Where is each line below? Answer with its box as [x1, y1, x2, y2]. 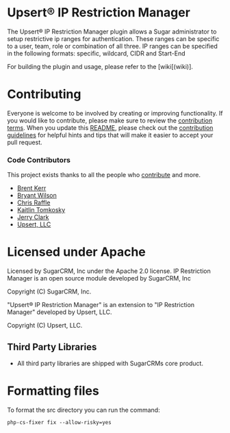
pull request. [7, 138, 42, 146]
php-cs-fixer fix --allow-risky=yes [7, 419, 112, 425]
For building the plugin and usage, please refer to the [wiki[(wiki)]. [7, 62, 194, 70]
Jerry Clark [16, 213, 49, 222]
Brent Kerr [16, 184, 47, 192]
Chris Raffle [16, 198, 51, 207]
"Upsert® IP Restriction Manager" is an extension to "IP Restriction [7, 301, 195, 309]
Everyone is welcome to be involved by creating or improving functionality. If [7, 109, 224, 117]
